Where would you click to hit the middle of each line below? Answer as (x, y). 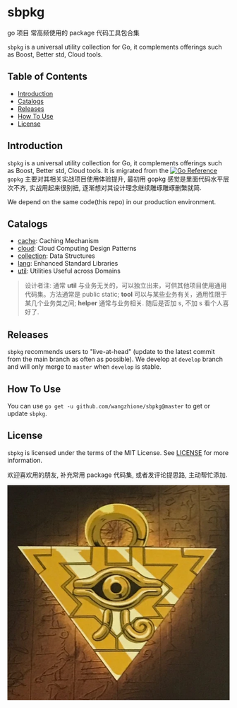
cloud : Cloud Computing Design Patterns (77, 249)
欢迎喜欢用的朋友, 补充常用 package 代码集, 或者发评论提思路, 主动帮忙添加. (117, 475)
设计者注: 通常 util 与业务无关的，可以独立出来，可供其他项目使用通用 (126, 285)
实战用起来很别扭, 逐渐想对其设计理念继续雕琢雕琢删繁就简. (115, 187)
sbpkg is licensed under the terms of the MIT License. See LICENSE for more (118, 452)
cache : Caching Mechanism (58, 241)
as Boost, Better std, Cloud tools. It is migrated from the (88, 170)
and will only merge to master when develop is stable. (84, 367)
